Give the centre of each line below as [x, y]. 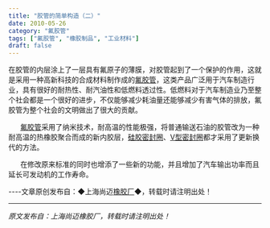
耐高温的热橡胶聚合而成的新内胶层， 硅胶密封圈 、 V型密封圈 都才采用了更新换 [134, 137]
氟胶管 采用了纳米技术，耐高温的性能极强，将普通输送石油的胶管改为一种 [139, 127]
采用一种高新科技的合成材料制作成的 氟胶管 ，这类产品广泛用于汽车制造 [131, 80]
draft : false [30, 46]
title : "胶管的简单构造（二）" [55, 16]
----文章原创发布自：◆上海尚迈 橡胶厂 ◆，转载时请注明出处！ [110, 192]
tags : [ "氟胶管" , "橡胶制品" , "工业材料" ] [74, 38]
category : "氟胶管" [39, 31]
